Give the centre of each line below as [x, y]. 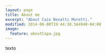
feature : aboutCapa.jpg [35, 34]
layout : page [19, 10]
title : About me [22, 15]
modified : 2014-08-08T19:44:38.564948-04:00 [53, 24]
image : [12, 29]
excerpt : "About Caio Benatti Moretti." [49, 19]
